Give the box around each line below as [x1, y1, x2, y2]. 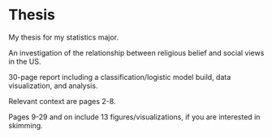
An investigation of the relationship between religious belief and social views [8, 48, 265, 57]
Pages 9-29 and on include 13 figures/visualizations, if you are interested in [8, 111, 261, 122]
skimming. [8, 120, 43, 130]
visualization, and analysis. [8, 81, 98, 90]
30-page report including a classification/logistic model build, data [8, 72, 231, 82]
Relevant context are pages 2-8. [8, 96, 116, 106]
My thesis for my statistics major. [8, 32, 119, 42]
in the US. [8, 56, 41, 66]
